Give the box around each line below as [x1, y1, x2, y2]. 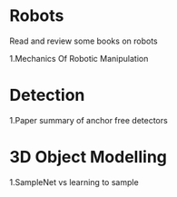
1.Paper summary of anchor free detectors [9, 114, 168, 125]
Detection [9, 85, 85, 105]
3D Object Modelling [9, 147, 168, 168]
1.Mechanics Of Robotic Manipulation [9, 53, 149, 64]
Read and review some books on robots [9, 35, 158, 46]
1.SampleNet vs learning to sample [9, 176, 139, 187]
